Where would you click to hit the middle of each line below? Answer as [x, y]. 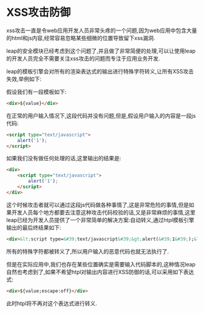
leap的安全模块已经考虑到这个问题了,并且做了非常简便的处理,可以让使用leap [101, 51]
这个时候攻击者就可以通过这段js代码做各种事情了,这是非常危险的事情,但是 [98, 204]
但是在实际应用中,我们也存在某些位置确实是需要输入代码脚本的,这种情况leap [101, 264]
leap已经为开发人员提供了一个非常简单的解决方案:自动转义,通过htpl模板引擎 [100, 220]
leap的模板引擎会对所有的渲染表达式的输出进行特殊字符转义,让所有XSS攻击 [100, 71]
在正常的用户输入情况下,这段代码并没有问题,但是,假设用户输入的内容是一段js [101, 115]
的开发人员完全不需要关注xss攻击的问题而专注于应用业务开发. [83, 58]
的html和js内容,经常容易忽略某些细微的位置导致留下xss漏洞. [81, 38]
